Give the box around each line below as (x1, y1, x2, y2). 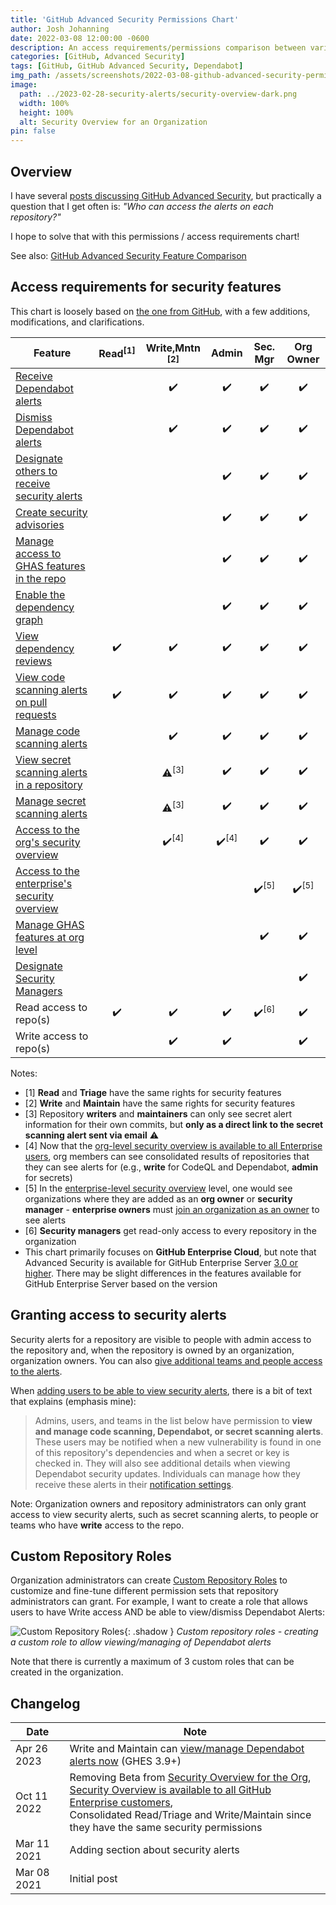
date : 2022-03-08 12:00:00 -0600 (10, 33, 150, 43)
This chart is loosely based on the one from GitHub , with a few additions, (10, 305, 311, 317)
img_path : (10, 71, 52, 81)
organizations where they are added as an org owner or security (24, 1192, 293, 1205)
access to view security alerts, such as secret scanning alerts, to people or (10, 1508, 319, 1520)
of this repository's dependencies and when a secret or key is (34, 1446, 290, 1458)
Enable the (15, 587, 66, 601)
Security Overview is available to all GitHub (69, 1783, 272, 1797)
